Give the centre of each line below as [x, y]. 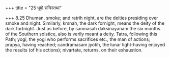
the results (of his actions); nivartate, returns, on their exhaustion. [74, 50]
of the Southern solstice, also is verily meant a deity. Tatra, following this [81, 34]
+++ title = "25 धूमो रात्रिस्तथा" [34, 8]
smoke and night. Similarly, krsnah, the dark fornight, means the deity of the [85, 23]
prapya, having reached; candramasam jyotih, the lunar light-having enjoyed [85, 45]
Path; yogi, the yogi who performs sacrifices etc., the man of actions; [78, 39]
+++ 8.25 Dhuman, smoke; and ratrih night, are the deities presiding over [82, 18]
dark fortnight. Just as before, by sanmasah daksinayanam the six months [83, 28]
